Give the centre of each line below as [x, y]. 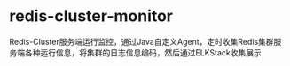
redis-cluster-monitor [91, 16]
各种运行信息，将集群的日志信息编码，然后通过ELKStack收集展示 [143, 52]
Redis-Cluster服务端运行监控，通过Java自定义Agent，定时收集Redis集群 [141, 41]
